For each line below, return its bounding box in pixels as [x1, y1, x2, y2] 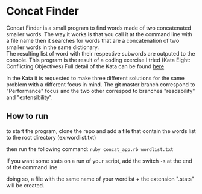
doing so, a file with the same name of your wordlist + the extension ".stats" [6, 175, 195, 183]
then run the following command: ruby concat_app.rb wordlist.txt [6, 145, 174, 152]
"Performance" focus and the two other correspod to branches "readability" [6, 87, 195, 94]
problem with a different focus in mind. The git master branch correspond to [6, 80, 195, 88]
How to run [6, 111, 49, 121]
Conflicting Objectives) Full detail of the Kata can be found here [6, 62, 165, 70]
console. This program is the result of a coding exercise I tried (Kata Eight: [6, 56, 191, 63]
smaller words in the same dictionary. [6, 44, 99, 51]
